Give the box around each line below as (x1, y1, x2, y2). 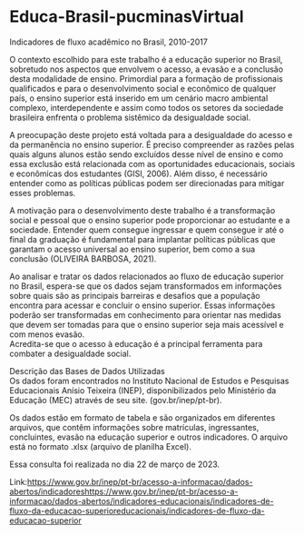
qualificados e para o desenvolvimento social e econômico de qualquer (9, 83, 277, 94)
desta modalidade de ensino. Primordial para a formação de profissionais (9, 73, 283, 84)
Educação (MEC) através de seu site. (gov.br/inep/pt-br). (9, 394, 222, 405)
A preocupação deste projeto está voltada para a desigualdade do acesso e (9, 129, 293, 140)
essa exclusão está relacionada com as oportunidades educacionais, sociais (9, 158, 296, 169)
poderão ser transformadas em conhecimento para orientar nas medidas (9, 309, 281, 320)
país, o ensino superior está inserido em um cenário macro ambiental (9, 93, 269, 104)
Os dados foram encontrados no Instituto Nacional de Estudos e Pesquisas (9, 375, 289, 386)
